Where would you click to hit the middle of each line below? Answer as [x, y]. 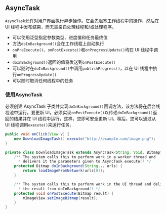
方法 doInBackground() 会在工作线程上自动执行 [58, 43]
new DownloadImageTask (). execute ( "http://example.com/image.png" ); [85, 139]
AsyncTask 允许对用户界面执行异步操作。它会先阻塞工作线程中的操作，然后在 [82, 21]
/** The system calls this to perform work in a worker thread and [85, 157]
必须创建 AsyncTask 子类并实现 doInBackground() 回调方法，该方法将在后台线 [83, 106]
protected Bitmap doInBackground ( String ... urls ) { [68, 166]
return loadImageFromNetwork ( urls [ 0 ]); [64, 171]
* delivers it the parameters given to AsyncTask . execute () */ [85, 162]
